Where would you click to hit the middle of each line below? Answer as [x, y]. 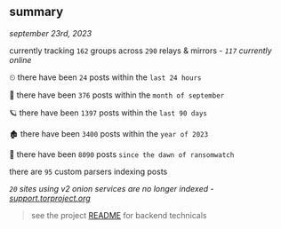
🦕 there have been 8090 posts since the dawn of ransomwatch [122, 154]
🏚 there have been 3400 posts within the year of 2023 [109, 133]
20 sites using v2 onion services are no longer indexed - [112, 188]
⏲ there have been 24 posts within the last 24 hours [105, 77]
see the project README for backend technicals [119, 215]
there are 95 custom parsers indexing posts [88, 171]
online [20, 59]
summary [36, 12]
